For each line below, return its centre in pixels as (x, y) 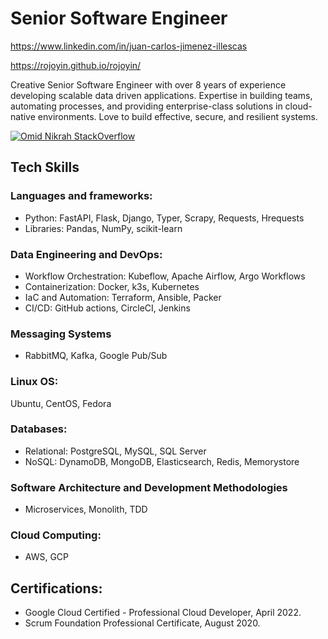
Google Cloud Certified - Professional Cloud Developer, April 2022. (163, 613)
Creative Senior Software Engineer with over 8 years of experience (148, 84)
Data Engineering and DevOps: (86, 254)
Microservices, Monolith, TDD (86, 509)
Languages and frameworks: (81, 196)
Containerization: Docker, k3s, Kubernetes (112, 286)
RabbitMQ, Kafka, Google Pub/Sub (96, 356)
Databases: (39, 429)
